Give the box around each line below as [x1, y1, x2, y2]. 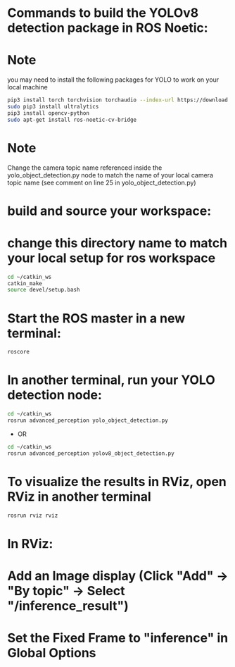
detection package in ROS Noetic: [7, 20, 209, 36]
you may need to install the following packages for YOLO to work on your [7, 75, 220, 84]
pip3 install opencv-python [7, 109, 90, 117]
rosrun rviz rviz [7, 512, 58, 519]
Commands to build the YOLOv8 [7, 5, 199, 21]
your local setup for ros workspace [7, 250, 216, 266]
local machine [7, 83, 48, 92]
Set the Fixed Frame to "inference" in [7, 630, 229, 646]
